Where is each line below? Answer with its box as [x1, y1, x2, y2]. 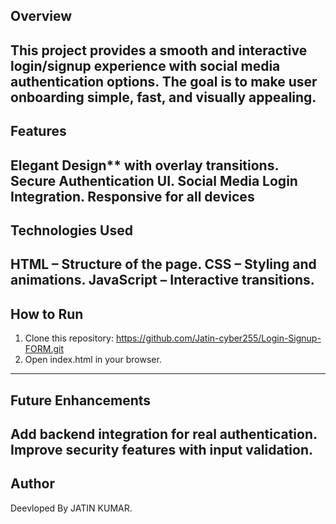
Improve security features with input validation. [10, 441, 314, 458]
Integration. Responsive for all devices [10, 188, 255, 205]
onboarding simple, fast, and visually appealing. [10, 89, 317, 106]
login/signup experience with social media [10, 57, 281, 74]
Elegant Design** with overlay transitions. [10, 157, 279, 174]
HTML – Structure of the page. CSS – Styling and [10, 256, 317, 273]
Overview [10, 8, 73, 25]
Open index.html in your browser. [24, 354, 162, 366]
